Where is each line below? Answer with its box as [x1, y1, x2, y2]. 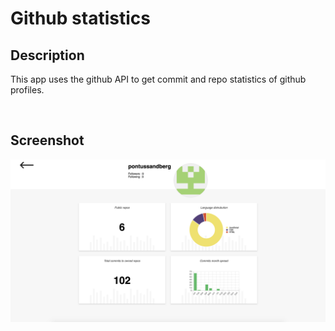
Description [10, 47, 85, 64]
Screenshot [10, 132, 85, 149]
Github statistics [10, 7, 151, 30]
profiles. [10, 84, 45, 96]
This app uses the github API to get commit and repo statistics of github [10, 73, 307, 85]
